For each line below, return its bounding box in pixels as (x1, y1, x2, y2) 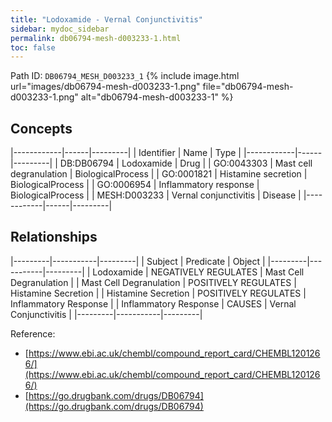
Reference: (10, 327, 56, 340)
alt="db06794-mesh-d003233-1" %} (80, 91, 234, 103)
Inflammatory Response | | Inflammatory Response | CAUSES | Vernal (10, 297, 297, 310)
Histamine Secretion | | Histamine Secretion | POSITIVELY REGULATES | (10, 287, 307, 299)
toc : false (10, 42, 56, 53)
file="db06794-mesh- (202, 81, 294, 93)
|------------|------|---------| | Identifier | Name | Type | (10, 147, 242, 159)
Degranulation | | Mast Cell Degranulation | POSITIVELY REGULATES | (10, 276, 297, 288)
